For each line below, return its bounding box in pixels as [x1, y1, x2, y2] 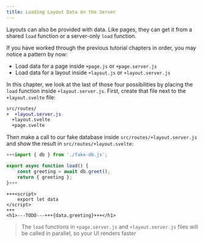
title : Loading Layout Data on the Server [6, 9, 116, 15]
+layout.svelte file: [6, 93, 56, 101]
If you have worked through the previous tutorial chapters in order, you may [6, 44, 197, 51]
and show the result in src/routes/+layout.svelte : [6, 140, 134, 147]
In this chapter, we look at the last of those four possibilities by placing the [6, 81, 194, 88]
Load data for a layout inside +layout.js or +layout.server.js [15, 68, 171, 76]
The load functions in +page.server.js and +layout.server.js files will [21, 223, 199, 230]
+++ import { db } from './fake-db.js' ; [6, 152, 108, 158]
